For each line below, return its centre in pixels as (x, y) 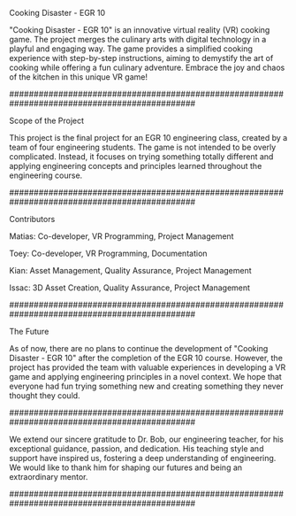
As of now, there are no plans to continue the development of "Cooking (139, 348)
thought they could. (45, 396)
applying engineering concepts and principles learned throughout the (136, 166)
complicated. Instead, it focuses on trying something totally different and (141, 157)
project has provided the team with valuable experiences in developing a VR (148, 367)
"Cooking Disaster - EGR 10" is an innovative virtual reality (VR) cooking (140, 30)
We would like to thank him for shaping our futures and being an (126, 467)
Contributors (32, 219)
